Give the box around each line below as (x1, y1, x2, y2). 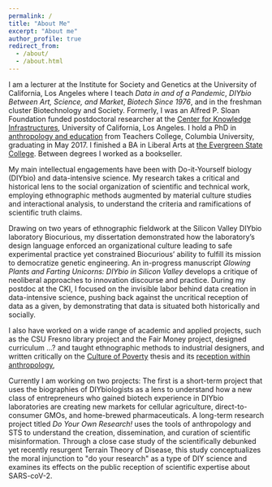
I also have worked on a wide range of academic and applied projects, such (8, 325, 261, 335)
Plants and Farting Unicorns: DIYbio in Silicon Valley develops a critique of (8, 266, 258, 276)
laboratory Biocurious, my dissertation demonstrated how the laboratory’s (8, 232, 256, 241)
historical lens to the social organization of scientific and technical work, (8, 181, 250, 191)
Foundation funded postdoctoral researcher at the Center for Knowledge (8, 114, 252, 124)
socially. (8, 310, 37, 320)
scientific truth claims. (8, 207, 83, 217)
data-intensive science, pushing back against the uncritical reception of (8, 292, 249, 302)
